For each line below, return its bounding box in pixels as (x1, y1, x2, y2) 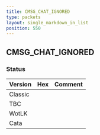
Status (6, 65, 25, 73)
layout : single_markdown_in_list (6, 20, 89, 25)
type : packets (6, 14, 41, 20)
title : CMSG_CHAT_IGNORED (6, 8, 70, 15)
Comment (54, 80, 83, 88)
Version (9, 80, 32, 88)
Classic (9, 90, 30, 98)
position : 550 (6, 25, 41, 31)
